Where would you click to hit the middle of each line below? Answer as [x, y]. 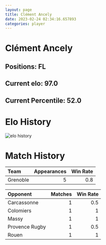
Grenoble [19, 180]
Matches [61, 194]
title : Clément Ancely [28, 14]
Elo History [28, 122]
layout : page [19, 10]
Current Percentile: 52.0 [43, 100]
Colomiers [20, 211]
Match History [35, 156]
